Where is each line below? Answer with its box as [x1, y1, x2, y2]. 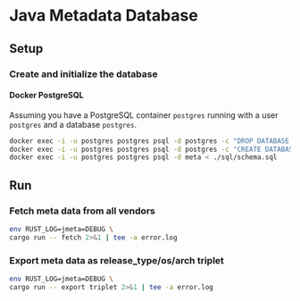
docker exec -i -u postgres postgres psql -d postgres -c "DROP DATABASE [9, 136, 290, 146]
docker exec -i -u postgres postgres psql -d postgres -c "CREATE [9, 145, 262, 154]
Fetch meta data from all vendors [9, 205, 156, 217]
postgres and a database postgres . [9, 119, 137, 130]
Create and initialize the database [9, 68, 158, 80]
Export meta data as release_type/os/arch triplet [9, 254, 225, 266]
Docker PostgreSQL [9, 90, 84, 101]
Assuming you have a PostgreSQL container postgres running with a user [9, 109, 279, 121]
